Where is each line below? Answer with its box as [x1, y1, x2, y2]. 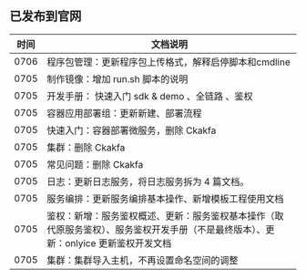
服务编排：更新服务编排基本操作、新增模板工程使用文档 [46, 192, 284, 205]
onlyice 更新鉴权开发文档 [65, 236, 172, 249]
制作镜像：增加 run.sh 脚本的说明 [46, 72, 189, 85]
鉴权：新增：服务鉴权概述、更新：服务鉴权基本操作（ [46, 209, 275, 222]
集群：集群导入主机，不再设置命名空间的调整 [46, 253, 239, 266]
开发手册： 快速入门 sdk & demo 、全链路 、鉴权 [46, 89, 253, 102]
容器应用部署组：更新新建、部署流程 [46, 107, 202, 119]
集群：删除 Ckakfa [46, 140, 126, 153]
